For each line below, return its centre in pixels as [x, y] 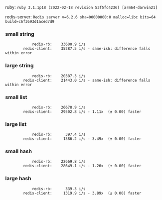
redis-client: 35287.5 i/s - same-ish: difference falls [87, 49]
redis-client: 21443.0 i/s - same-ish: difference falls [87, 80]
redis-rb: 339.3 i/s [59, 189]
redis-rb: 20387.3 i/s [59, 76]
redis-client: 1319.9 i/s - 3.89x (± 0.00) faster [82, 193]
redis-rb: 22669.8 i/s [59, 162]
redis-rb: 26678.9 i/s [59, 107]
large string [19, 66]
